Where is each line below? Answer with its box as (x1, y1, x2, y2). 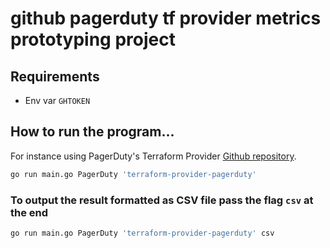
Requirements (10, 68, 100, 85)
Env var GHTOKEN (24, 95, 91, 106)
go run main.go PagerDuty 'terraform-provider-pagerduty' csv (10, 228, 275, 238)
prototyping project (10, 28, 176, 51)
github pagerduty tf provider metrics (10, 7, 322, 30)
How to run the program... (10, 123, 175, 141)
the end (10, 205, 49, 219)
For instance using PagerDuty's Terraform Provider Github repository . (10, 150, 297, 162)
